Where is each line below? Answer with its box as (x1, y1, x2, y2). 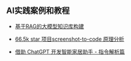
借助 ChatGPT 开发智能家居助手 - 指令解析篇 (14, 48, 125, 55)
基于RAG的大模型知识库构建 (14, 23, 84, 30)
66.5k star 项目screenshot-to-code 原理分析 (14, 35, 124, 42)
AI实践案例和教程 (6, 5, 70, 16)
